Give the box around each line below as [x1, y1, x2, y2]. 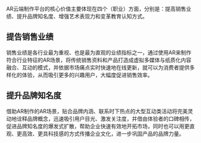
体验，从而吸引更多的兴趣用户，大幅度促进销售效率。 [22, 71, 153, 78]
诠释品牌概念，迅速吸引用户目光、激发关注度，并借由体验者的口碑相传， [16, 115, 195, 122]
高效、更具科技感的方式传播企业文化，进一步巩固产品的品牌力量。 [22, 130, 184, 137]
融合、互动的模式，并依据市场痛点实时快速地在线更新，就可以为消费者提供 [6, 63, 190, 71]
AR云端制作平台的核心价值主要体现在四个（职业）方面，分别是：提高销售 [6, 5, 187, 12]
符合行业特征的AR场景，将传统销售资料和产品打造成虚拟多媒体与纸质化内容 [6, 56, 191, 63]
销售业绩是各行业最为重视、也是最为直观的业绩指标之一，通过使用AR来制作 [6, 48, 191, 56]
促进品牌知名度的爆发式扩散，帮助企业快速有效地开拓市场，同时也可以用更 [6, 122, 190, 130]
